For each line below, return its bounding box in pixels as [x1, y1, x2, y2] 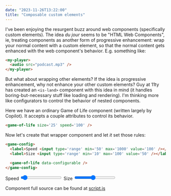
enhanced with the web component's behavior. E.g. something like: [5, 48, 146, 54]
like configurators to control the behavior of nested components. [5, 97, 141, 104]
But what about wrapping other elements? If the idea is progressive [5, 76, 146, 82]
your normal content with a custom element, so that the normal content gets [5, 42, 165, 48]
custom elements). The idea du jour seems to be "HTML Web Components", [5, 31, 165, 38]
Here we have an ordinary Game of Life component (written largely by [5, 108, 152, 114]
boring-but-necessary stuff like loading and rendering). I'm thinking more [5, 92, 159, 99]
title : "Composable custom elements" [5, 12, 85, 17]
